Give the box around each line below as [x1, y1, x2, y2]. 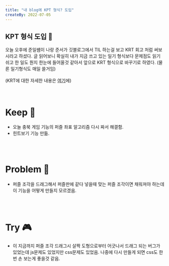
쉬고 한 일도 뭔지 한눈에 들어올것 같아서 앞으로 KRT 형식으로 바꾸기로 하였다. [5, 60, 156, 66]
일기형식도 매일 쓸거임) [10, 66, 56, 72]
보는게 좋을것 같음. [23, 255, 60, 262]
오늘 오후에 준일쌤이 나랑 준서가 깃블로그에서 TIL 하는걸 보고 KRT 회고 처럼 [5, 47, 153, 53]
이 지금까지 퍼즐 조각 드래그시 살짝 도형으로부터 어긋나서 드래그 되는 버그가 [12, 243, 161, 249]
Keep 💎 [5, 106, 36, 118]
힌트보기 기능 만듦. [12, 130, 50, 136]
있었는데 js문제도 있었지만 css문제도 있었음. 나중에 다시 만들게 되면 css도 [12, 249, 158, 255]
